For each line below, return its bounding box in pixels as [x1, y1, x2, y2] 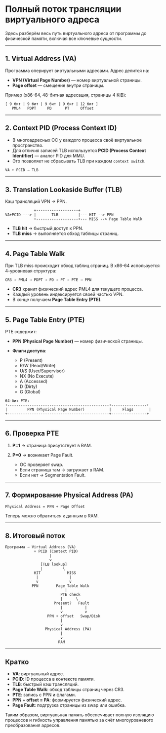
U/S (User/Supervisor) [19, 368, 65, 374]
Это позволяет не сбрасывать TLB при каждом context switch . [12, 158, 146, 164]
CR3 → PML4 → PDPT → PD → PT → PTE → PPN [5, 277, 92, 282]
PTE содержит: [5, 329, 37, 334]
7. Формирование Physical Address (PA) [5, 491, 133, 500]
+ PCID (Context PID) [34, 549, 79, 554]
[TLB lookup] [40, 562, 68, 567]
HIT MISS [34, 571, 77, 576]
